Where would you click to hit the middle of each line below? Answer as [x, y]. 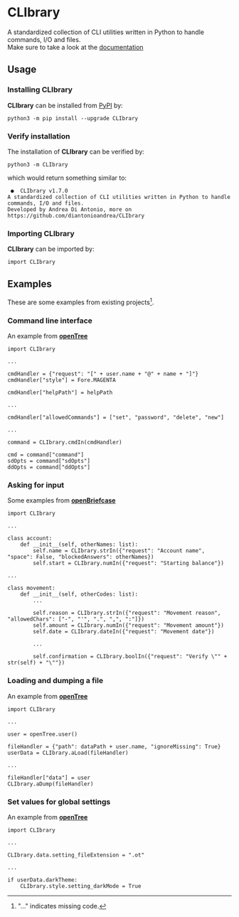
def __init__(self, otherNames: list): [79, 545]
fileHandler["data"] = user [49, 778]
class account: [30, 538]
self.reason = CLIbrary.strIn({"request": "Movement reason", [127, 613]
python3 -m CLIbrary [38, 164]
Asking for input [36, 485]
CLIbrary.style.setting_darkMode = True [81, 886]
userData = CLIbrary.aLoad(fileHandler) [68, 753]
